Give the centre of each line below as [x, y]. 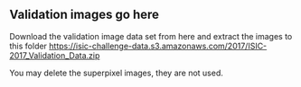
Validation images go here [85, 15]
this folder [28, 46]
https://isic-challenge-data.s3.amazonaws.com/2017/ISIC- [158, 46]
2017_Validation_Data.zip [55, 55]
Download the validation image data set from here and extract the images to [151, 36]
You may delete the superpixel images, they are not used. [117, 73]
